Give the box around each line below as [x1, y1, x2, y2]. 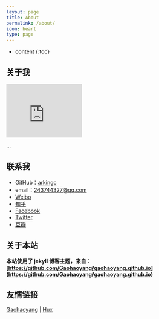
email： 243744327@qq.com [15, 186, 87, 194]
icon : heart [6, 25, 36, 32]
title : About [6, 15, 39, 21]
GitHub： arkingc [15, 179, 57, 186]
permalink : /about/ [6, 20, 56, 26]
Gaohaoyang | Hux [6, 306, 53, 314]
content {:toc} [15, 48, 50, 55]
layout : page [6, 8, 39, 15]
